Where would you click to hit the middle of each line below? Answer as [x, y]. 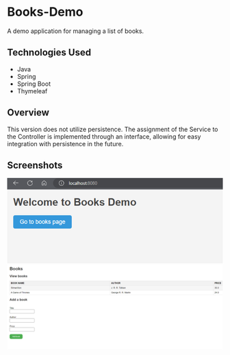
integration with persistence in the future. [65, 144]
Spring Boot [34, 84]
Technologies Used [49, 53]
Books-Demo [45, 12]
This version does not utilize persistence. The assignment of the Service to [113, 129]
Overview [28, 113]
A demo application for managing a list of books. [76, 31]
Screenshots [35, 165]
